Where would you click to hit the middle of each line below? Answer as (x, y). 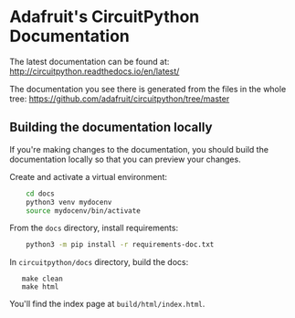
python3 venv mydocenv (69, 202)
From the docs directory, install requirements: (94, 228)
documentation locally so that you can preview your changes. (125, 159)
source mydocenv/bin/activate (84, 211)
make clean (42, 279)
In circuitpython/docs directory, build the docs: (99, 262)
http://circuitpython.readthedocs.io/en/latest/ (95, 71)
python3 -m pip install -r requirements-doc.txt (120, 245)
